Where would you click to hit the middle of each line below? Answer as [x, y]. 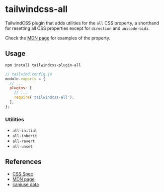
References [23, 162]
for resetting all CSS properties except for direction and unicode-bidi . [78, 28]
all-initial [25, 131]
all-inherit [25, 136]
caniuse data [26, 184]
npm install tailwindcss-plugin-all [43, 65]
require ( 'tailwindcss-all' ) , [44, 97]
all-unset [23, 146]
